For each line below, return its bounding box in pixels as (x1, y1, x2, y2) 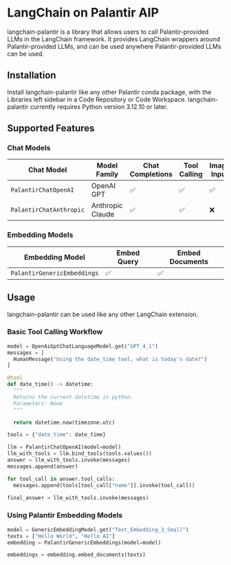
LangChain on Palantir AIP (7, 5, 159, 21)
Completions (129, 169, 173, 179)
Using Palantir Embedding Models (7, 511, 123, 520)
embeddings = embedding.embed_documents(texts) (7, 551, 146, 559)
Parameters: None (13, 400, 63, 407)
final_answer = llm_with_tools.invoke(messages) (7, 494, 149, 501)
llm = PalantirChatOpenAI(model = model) (7, 444, 122, 451)
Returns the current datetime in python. (13, 393, 134, 400)
